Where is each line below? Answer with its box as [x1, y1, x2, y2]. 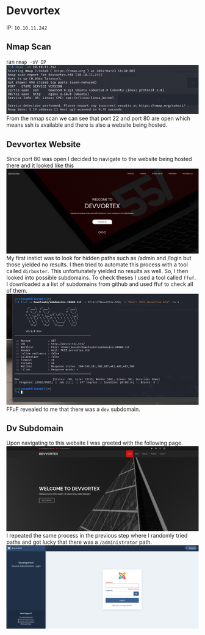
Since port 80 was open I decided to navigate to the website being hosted [6, 155, 192, 162]
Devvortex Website [6, 139, 81, 149]
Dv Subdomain [6, 423, 64, 434]
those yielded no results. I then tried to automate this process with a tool [6, 261, 188, 268]
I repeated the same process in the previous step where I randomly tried [6, 532, 188, 539]
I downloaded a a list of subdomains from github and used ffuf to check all [6, 280, 193, 288]
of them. [6, 287, 27, 294]
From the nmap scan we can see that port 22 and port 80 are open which [6, 115, 191, 122]
